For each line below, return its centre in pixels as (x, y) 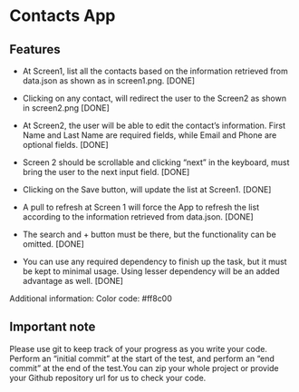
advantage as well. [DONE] (73, 281)
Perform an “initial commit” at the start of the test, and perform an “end (142, 358)
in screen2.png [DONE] (66, 108)
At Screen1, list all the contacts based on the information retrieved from (155, 71)
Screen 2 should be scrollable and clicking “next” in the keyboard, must (156, 162)
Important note (53, 327)
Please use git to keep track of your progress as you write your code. (138, 348)
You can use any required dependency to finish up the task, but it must (154, 261)
